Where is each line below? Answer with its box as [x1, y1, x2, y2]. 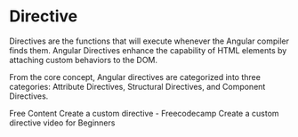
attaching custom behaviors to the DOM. [9, 54, 158, 65]
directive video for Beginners [9, 117, 116, 128]
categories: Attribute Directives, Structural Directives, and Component [9, 81, 266, 92]
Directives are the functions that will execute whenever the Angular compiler [9, 36, 290, 46]
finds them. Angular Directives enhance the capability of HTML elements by [9, 44, 287, 55]
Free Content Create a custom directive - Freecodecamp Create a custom [9, 108, 279, 118]
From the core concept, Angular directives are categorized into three [9, 71, 261, 82]
